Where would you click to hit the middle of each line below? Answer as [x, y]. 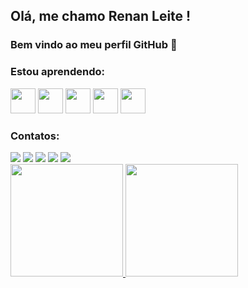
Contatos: [35, 136]
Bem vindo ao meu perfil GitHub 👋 [94, 45]
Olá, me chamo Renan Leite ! [101, 16]
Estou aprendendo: [58, 72]
